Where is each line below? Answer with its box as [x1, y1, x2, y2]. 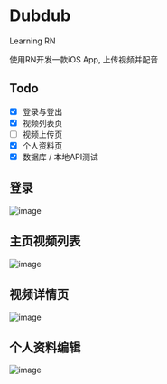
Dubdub [9, 5, 71, 26]
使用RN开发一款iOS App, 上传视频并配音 [9, 53, 159, 64]
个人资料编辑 [9, 340, 81, 355]
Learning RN [9, 35, 56, 46]
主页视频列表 [9, 234, 81, 249]
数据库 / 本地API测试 [22, 151, 99, 162]
